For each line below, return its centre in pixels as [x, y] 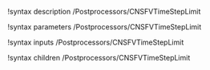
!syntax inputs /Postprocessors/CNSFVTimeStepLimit [96, 42]
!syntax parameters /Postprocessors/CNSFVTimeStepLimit [105, 27]
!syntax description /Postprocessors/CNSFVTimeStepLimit [104, 12]
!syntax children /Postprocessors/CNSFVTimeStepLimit [99, 58]
